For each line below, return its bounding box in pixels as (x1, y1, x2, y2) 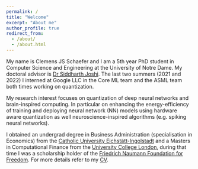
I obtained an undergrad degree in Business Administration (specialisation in (6, 131, 193, 138)
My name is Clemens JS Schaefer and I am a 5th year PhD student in (6, 57, 174, 65)
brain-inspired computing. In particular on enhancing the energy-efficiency (6, 100, 189, 108)
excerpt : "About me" (6, 19, 58, 25)
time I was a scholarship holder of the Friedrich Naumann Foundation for (6, 149, 183, 157)
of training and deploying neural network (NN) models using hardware (6, 107, 178, 114)
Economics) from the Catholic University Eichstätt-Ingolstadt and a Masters (6, 137, 191, 144)
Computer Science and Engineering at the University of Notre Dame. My (6, 64, 183, 71)
